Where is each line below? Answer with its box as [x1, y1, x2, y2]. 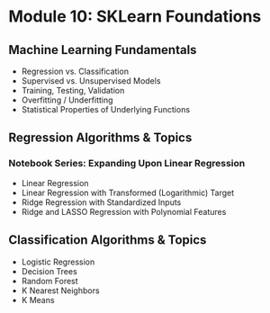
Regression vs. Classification [21, 66, 130, 76]
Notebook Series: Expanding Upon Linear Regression [8, 157, 246, 170]
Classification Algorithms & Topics [8, 232, 207, 248]
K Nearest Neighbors [21, 285, 100, 296]
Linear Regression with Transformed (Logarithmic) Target [21, 187, 235, 198]
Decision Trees [21, 265, 77, 276]
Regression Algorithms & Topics [8, 130, 193, 146]
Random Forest [21, 275, 78, 286]
